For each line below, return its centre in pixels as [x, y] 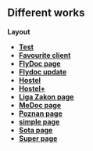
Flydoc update [43, 72]
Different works [46, 13]
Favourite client [45, 55]
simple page [39, 121]
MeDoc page [40, 105]
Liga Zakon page [46, 96]
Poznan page [41, 113]
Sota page [36, 130]
